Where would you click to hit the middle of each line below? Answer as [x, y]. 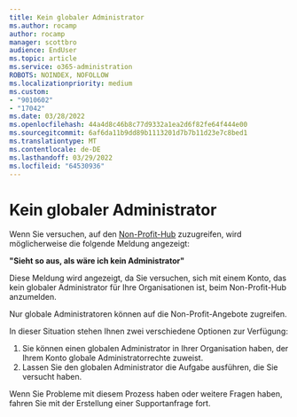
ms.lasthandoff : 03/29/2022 [61, 157]
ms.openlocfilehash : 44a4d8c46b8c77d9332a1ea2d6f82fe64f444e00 [129, 125]
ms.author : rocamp [43, 26]
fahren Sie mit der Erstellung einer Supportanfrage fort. [110, 404]
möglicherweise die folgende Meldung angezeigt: [100, 244]
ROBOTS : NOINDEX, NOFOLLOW [59, 75]
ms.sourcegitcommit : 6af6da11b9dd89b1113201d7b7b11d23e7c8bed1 [129, 133]
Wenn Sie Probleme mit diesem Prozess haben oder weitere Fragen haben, [146, 394]
